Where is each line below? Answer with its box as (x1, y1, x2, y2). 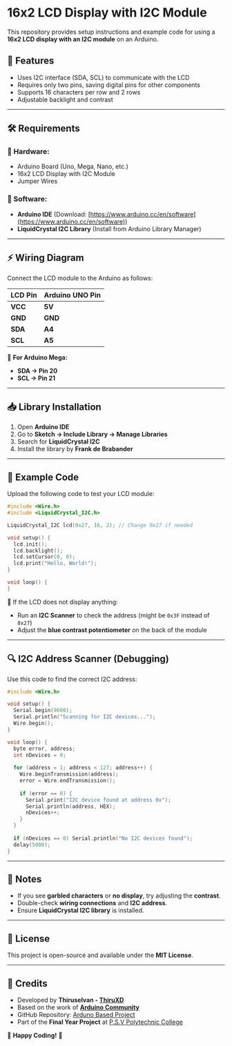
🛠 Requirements (7, 123, 81, 135)
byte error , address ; (13, 745, 76, 752)
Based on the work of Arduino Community (17, 1003, 140, 1012)
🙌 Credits (7, 978, 48, 989)
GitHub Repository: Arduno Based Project (17, 1011, 136, 1019)
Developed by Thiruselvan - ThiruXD (17, 996, 124, 1005)
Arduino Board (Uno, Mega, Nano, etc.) (17, 162, 129, 170)
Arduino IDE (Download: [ (17, 210, 91, 218)
